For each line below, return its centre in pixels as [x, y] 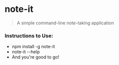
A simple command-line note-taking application [65, 23]
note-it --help [26, 52]
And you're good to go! [35, 57]
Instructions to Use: [29, 36]
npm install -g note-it [33, 47]
